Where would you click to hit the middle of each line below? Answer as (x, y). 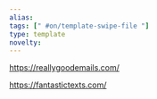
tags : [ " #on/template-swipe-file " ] (79, 26)
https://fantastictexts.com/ (58, 85)
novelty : (25, 42)
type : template (37, 34)
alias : (21, 17)
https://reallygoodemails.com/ (65, 68)
